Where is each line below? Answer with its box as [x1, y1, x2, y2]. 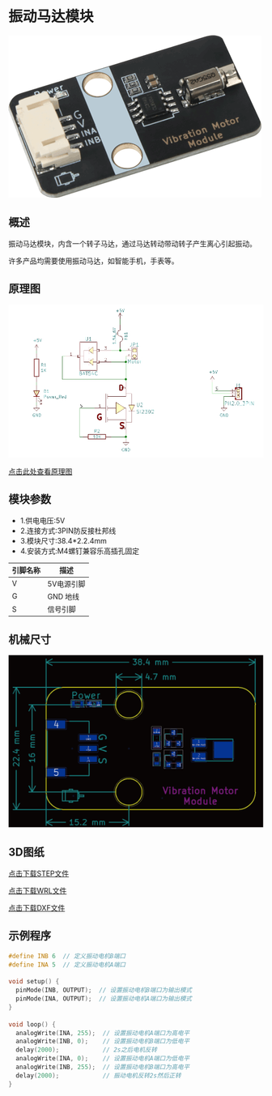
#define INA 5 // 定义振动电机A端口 [8, 961, 126, 969]
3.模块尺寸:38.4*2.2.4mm [19, 535, 108, 545]
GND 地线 [47, 591, 79, 601]
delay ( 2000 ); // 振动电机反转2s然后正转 [15, 1071, 181, 1080]
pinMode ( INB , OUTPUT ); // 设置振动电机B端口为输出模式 [15, 986, 193, 995]
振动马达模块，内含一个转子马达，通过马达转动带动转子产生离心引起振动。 [8, 238, 257, 248]
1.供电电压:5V [19, 515, 66, 525]
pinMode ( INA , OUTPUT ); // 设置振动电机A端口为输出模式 [15, 995, 193, 1003]
